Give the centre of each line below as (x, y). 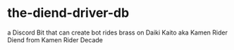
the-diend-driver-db (68, 13)
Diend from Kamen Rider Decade (55, 39)
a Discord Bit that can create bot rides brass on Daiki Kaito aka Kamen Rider (117, 32)
